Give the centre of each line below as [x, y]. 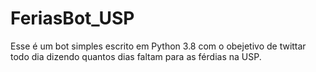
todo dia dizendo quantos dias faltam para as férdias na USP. [136, 56]
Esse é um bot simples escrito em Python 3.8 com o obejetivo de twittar [158, 46]
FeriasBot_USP [72, 18]
